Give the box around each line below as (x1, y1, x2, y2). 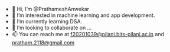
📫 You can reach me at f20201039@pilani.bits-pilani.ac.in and (11, 31, 164, 37)
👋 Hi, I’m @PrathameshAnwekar (11, 6, 90, 12)
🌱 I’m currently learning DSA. (11, 18, 83, 25)
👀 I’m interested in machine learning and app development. (11, 12, 155, 19)
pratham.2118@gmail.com (11, 39, 75, 46)
